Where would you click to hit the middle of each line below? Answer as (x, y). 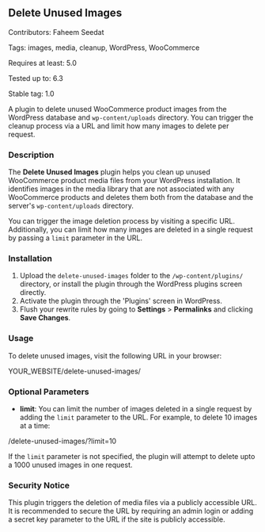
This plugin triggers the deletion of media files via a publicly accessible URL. (132, 503)
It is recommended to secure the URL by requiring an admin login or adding (131, 511)
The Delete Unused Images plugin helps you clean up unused (110, 172)
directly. (33, 293)
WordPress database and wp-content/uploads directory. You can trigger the (131, 117)
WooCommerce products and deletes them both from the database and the (131, 197)
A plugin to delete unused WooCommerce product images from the (117, 109)
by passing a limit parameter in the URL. (76, 238)
